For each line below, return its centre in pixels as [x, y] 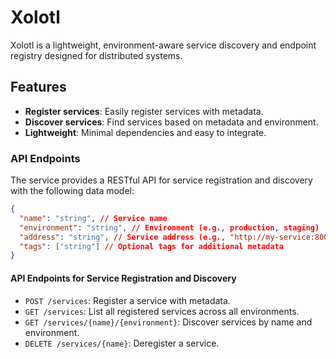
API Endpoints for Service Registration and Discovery [123, 278]
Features [38, 87]
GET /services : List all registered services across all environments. [162, 311]
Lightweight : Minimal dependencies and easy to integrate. [145, 132]
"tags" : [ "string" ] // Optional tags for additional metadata [151, 246]
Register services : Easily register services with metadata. [144, 111]
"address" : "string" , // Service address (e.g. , [122, 237]
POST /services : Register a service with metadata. [127, 300]
